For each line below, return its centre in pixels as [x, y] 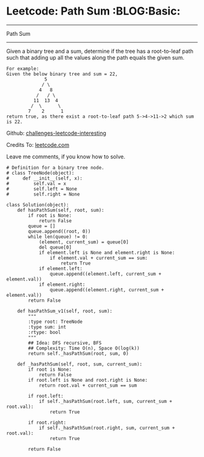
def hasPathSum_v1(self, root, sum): [65, 311]
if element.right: [62, 284]
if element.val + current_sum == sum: [99, 258]
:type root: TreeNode [56, 322]
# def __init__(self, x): [45, 178]
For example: [23, 69]
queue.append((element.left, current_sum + [106, 274]
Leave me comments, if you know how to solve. [66, 157]
